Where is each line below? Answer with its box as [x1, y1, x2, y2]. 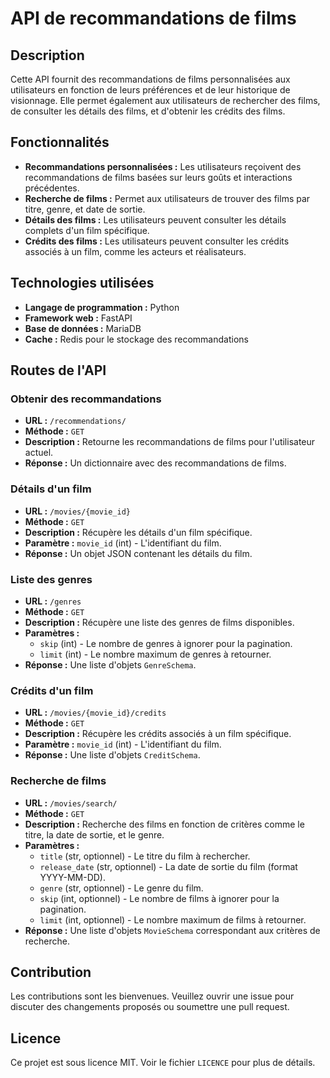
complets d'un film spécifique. [24, 224, 150, 236]
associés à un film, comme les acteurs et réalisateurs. [24, 245, 247, 257]
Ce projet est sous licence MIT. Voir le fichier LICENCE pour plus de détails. [10, 1057, 316, 1069]
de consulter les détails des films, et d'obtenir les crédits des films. [10, 105, 286, 117]
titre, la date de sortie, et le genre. [24, 828, 165, 841]
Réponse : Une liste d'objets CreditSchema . [24, 749, 201, 761]
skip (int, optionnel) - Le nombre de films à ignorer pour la [39, 892, 280, 904]
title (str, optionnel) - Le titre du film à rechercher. [39, 850, 251, 862]
